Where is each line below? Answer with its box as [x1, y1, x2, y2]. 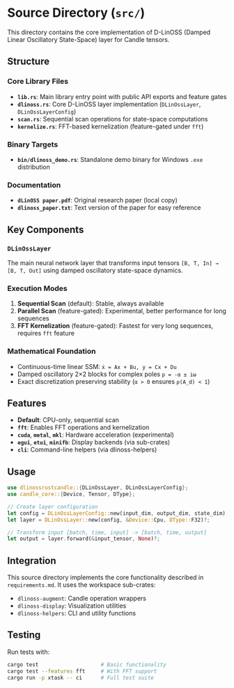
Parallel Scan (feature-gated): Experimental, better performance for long [17, 307, 226, 315]
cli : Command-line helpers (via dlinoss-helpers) [17, 445, 157, 454]
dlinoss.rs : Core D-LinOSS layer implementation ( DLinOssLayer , [17, 100, 201, 108]
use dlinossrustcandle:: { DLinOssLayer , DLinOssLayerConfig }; [7, 484, 189, 491]
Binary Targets [7, 140, 58, 149]
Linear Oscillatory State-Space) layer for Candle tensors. [7, 35, 170, 43]
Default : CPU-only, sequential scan [17, 416, 120, 424]
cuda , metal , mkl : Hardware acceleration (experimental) [17, 431, 174, 439]
